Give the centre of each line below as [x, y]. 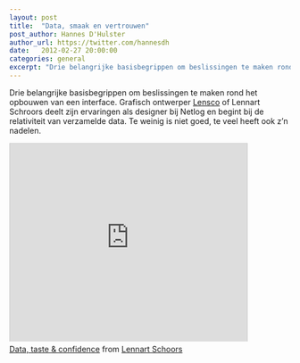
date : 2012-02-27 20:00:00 [63, 51]
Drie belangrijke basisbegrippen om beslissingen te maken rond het [133, 92]
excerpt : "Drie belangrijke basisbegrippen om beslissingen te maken [142, 68]
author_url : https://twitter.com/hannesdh [89, 42]
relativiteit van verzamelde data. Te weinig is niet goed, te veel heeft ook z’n [149, 120]
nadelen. [25, 130]
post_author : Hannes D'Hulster [67, 34]
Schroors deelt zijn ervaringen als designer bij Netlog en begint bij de [137, 111]
